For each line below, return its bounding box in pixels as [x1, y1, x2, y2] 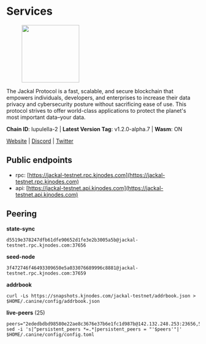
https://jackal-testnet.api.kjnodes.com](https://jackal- [28, 184, 164, 191]
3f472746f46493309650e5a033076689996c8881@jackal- [6, 265, 139, 271]
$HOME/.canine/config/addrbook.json [6, 298, 100, 304]
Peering [6, 208, 37, 219]
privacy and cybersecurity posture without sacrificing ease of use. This [6, 100, 187, 108]
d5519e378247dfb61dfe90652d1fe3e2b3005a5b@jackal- [6, 237, 139, 243]
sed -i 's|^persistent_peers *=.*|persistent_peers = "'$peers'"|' [6, 326, 183, 332]
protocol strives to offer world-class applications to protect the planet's [6, 107, 186, 114]
